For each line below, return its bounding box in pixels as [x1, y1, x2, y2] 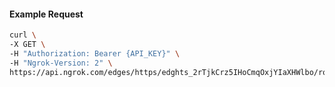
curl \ [9, 30, 37, 40]
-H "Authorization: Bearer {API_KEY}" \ [9, 48, 181, 59]
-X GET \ [9, 40, 46, 50]
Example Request [9, 8, 84, 20]
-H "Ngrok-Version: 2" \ [9, 58, 113, 68]
